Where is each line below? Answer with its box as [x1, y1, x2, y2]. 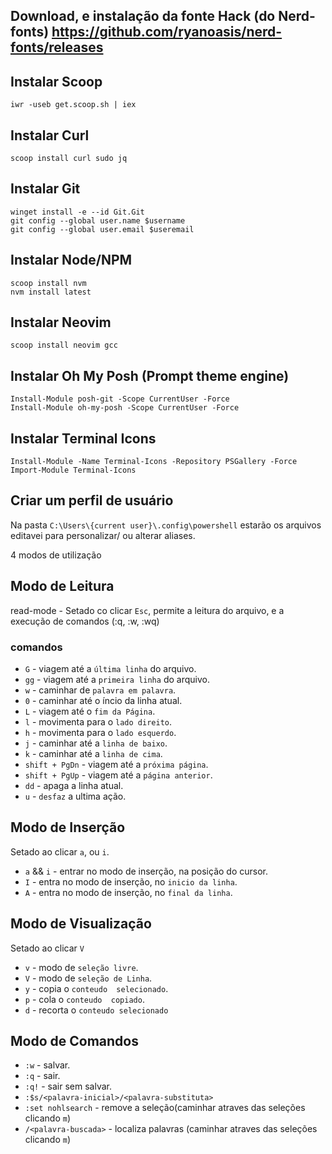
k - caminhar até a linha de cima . [24, 748, 163, 759]
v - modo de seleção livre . [24, 961, 139, 973]
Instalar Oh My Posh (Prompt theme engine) [10, 367, 290, 384]
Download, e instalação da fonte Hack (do [10, 8, 276, 25]
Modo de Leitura [10, 578, 115, 595]
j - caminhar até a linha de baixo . [24, 737, 168, 749]
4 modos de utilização [10, 549, 102, 561]
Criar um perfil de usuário [10, 492, 174, 509]
